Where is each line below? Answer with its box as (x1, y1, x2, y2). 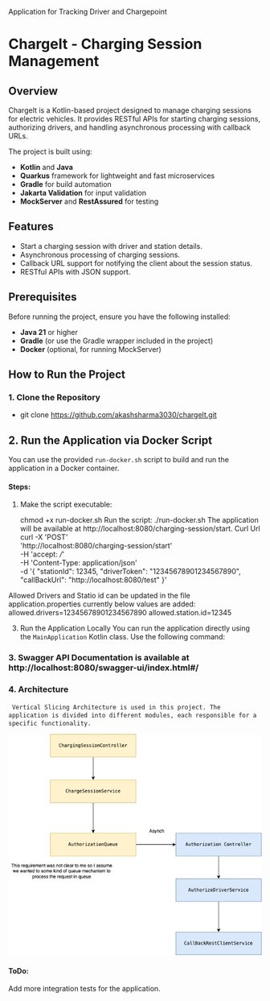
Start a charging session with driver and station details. (19, 241, 202, 250)
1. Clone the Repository (8, 391, 100, 403)
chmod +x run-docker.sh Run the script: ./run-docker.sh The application (19, 515, 260, 525)
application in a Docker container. (8, 463, 120, 474)
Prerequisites (8, 290, 77, 304)
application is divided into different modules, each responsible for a (8, 711, 257, 719)
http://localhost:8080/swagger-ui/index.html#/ (8, 662, 199, 673)
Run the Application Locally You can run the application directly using (19, 623, 251, 633)
